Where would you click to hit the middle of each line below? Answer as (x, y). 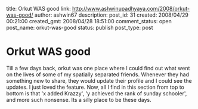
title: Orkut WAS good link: (38, 9)
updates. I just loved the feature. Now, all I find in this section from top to (95, 87)
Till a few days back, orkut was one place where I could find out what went (98, 68)
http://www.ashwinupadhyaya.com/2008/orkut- (131, 9)
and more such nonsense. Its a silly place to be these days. (79, 99)
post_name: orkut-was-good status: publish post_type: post (80, 27)
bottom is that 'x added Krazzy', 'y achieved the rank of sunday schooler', (97, 93)
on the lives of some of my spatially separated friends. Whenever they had (98, 74)
